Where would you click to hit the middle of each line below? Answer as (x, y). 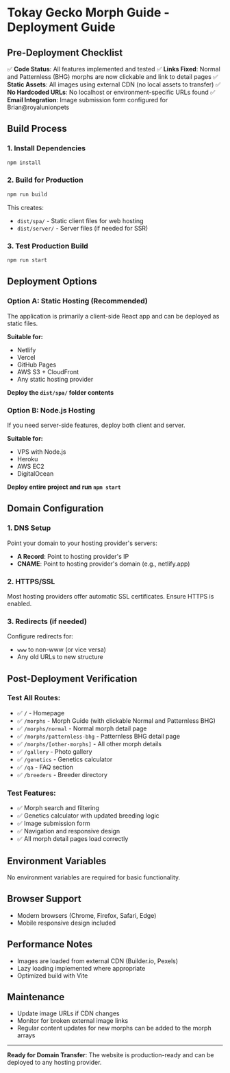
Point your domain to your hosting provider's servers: (82, 543)
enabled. (20, 603)
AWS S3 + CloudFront (48, 371)
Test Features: (31, 793)
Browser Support (44, 899)
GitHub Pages (37, 365)
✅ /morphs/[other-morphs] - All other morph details (89, 743)
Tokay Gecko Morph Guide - (88, 13)
